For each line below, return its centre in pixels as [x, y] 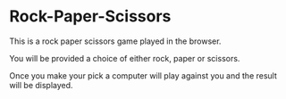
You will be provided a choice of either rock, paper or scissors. [125, 58]
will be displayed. [41, 85]
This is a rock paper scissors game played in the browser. [115, 41]
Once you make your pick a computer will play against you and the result [143, 75]
